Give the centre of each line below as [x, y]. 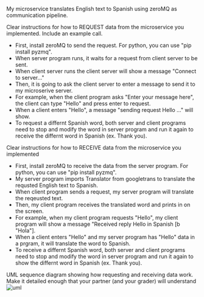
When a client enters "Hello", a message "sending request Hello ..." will [104, 110]
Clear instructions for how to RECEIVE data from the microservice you [94, 148]
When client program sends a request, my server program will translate [104, 192]
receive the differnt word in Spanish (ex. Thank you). [81, 136]
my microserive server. [44, 90]
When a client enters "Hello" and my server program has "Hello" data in [105, 237]
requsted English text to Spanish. [57, 185]
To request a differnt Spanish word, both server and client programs [100, 123]
